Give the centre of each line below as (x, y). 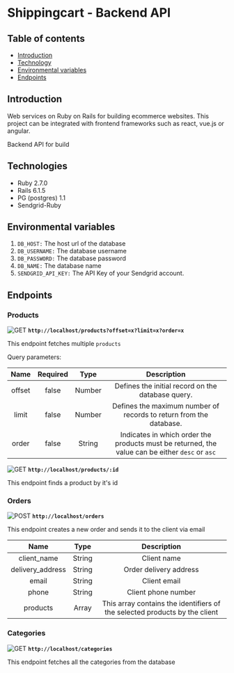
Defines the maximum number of (166, 406)
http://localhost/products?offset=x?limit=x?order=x (106, 331)
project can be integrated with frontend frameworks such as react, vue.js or (116, 123)
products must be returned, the (166, 443)
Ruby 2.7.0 (32, 183)
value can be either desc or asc (166, 452)
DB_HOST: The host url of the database (71, 244)
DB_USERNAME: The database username (72, 251)
